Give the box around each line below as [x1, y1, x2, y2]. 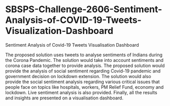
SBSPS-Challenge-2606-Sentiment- [5, 4, 162, 15]
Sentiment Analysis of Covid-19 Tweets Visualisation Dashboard [5, 42, 140, 48]
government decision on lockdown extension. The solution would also [5, 73, 151, 79]
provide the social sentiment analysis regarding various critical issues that [5, 79, 160, 85]
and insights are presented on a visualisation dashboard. [5, 95, 123, 101]
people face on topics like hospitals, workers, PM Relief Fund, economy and [5, 84, 164, 90]
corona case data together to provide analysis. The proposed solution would [5, 62, 165, 68]
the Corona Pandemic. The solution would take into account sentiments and [5, 57, 164, 63]
